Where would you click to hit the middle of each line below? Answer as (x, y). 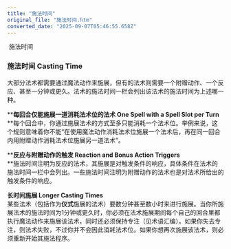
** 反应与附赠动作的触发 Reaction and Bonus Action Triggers (93, 155)
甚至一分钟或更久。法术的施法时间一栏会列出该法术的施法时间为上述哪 (118, 91)
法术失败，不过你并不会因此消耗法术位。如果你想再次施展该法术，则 (121, 229)
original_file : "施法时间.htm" (50, 20)
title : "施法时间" (32, 13)
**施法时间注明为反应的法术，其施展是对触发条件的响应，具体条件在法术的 (113, 163)
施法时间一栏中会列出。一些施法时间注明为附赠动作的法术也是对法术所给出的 (115, 172)
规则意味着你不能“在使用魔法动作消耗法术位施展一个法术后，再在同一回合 (117, 131)
